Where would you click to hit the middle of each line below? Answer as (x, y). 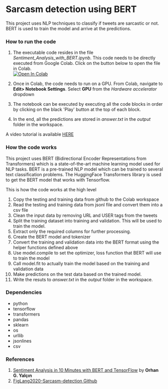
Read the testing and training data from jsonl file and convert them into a (88, 204)
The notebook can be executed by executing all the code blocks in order (88, 104)
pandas (21, 319)
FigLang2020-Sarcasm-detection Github (55, 381)
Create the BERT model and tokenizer (52, 237)
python (20, 303)
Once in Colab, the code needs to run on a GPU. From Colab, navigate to (88, 84)
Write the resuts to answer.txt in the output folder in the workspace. (83, 279)
